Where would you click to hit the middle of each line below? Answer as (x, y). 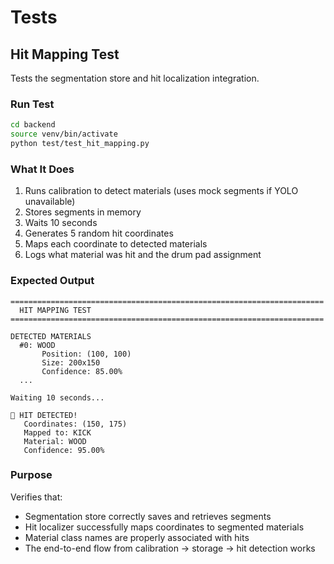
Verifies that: (36, 497)
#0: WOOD (37, 345)
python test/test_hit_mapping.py (80, 144)
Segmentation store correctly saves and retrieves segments (148, 516)
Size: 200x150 (71, 362)
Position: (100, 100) (86, 354)
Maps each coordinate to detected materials (116, 244)
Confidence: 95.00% (64, 450)
